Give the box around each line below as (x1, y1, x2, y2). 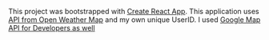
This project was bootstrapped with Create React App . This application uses (8, 7, 259, 16)
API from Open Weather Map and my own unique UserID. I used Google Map (8, 15, 261, 24)
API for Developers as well (8, 24, 95, 32)
